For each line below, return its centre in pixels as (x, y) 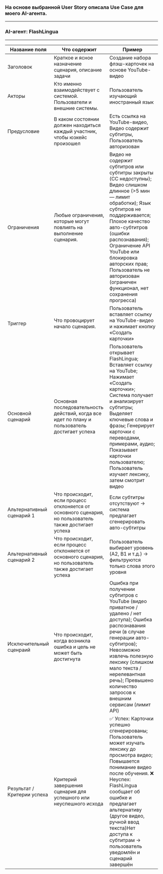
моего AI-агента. (26, 13)
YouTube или (124, 251)
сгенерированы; (129, 731)
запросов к (122, 692)
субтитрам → (125, 840)
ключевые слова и (131, 419)
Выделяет (121, 413)
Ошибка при (124, 583)
